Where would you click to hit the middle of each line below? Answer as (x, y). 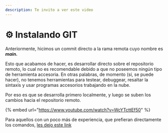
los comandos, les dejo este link (38, 125)
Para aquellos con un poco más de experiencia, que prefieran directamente (83, 119)
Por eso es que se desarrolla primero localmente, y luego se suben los (78, 95)
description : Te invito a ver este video (49, 10)
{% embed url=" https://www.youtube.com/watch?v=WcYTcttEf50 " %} (78, 110)
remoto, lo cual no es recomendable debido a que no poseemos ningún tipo (84, 69)
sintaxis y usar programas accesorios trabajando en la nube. (68, 85)
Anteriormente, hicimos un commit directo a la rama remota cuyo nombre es (84, 49)
